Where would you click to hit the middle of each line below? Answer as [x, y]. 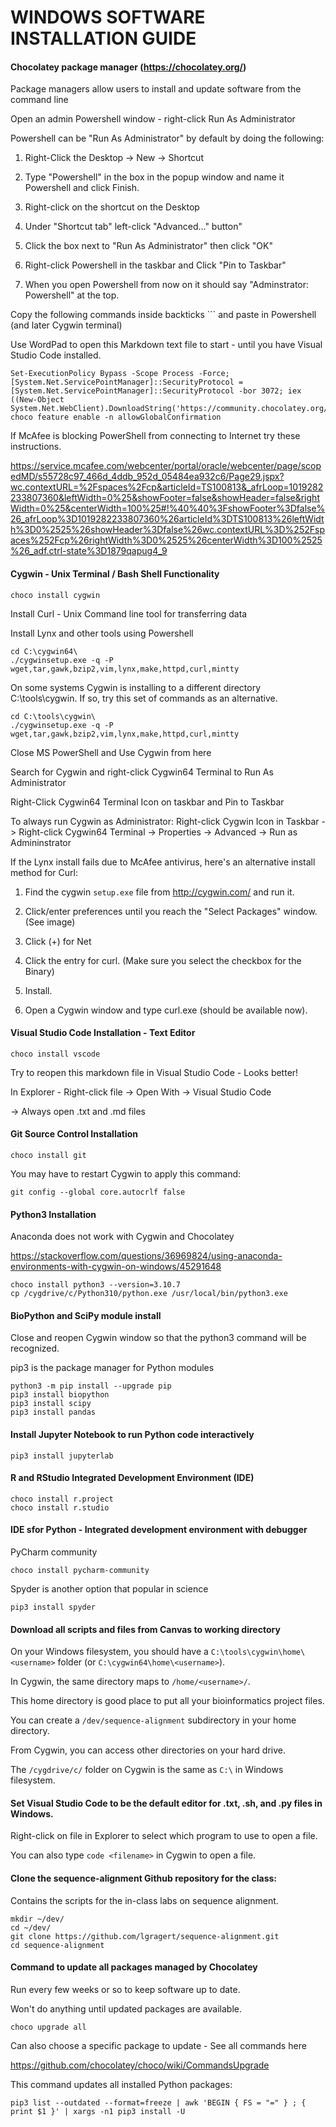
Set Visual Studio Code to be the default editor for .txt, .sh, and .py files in [166, 1803]
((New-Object [37, 400]
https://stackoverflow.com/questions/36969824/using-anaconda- [146, 1256]
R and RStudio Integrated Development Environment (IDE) [132, 1478]
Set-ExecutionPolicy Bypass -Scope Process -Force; [120, 374]
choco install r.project [62, 1499]
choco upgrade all [48, 2027]
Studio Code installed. [56, 355]
